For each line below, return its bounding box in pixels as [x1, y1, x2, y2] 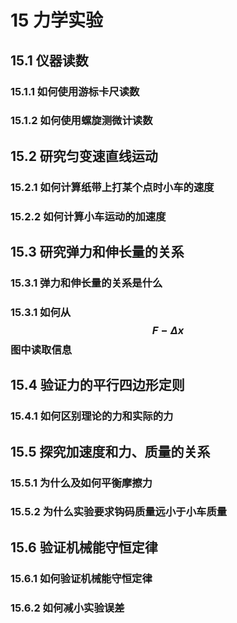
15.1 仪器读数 [10, 52, 89, 69]
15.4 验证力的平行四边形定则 [10, 377, 185, 394]
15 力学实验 [10, 9, 104, 32]
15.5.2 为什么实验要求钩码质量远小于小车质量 [10, 505, 228, 519]
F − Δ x [151, 323, 185, 337]
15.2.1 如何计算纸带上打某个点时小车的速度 [10, 180, 215, 194]
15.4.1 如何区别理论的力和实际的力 [10, 409, 174, 423]
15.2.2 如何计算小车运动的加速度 [10, 209, 167, 223]
